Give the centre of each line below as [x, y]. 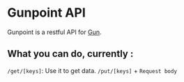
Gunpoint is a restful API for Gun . [54, 32]
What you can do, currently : [70, 54]
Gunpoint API [46, 13]
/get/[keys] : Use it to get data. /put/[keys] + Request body [92, 70]
